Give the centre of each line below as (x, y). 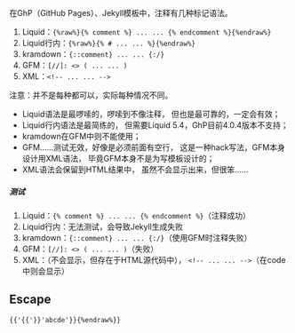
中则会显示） (45, 271)
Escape (30, 300)
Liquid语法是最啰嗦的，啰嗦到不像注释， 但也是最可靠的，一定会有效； (151, 114)
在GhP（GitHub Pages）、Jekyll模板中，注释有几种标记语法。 (121, 13)
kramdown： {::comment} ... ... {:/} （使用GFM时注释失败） (137, 237)
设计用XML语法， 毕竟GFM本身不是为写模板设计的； (118, 159)
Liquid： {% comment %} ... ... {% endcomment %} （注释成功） (136, 215)
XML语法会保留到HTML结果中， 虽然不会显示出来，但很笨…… (135, 170)
